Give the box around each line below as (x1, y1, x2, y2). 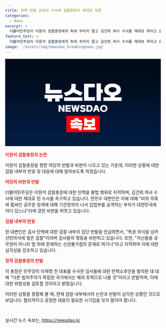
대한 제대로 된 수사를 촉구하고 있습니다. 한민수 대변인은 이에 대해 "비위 (14, 195, 150, 202)
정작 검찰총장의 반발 (5, 258, 43, 264)
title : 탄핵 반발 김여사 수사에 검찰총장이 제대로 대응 (5, 8, 102, 13)
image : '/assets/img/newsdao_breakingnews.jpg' (5, 44, 105, 49)
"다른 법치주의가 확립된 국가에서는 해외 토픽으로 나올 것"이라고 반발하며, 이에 (10, 274, 158, 281)
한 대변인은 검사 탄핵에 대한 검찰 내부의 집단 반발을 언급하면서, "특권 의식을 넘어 (5, 229, 159, 235)
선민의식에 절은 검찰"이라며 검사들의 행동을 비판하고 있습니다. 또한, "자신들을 (5, 235, 153, 241)
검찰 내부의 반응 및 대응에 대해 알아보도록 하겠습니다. (5, 168, 107, 175)
